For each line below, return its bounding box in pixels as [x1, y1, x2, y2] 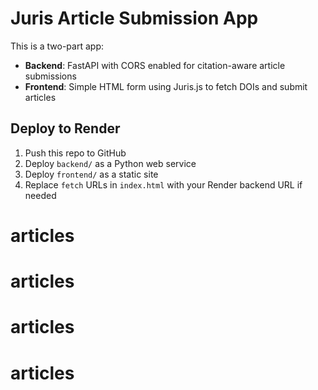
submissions [24, 70, 77, 82]
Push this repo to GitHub [24, 147, 127, 159]
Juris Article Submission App [10, 7, 259, 30]
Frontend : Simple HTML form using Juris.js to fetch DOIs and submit [24, 80, 308, 92]
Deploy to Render [10, 120, 121, 137]
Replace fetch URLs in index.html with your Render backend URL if [24, 178, 303, 191]
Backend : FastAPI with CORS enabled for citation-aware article [24, 59, 286, 71]
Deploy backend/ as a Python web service [24, 157, 197, 169]
